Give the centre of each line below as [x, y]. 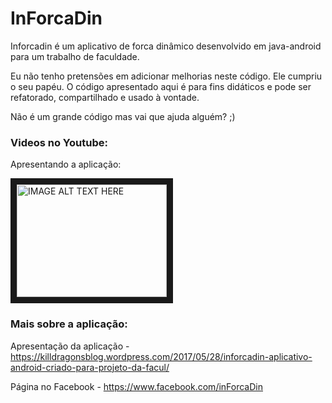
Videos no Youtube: [59, 142]
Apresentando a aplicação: [66, 164]
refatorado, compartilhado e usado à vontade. [105, 97]
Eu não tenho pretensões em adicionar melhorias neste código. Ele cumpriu [166, 76]
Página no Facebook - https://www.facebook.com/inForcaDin [136, 386]
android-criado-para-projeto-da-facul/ [90, 367]
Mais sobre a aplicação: [69, 324]
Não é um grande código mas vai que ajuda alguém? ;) [123, 116]
